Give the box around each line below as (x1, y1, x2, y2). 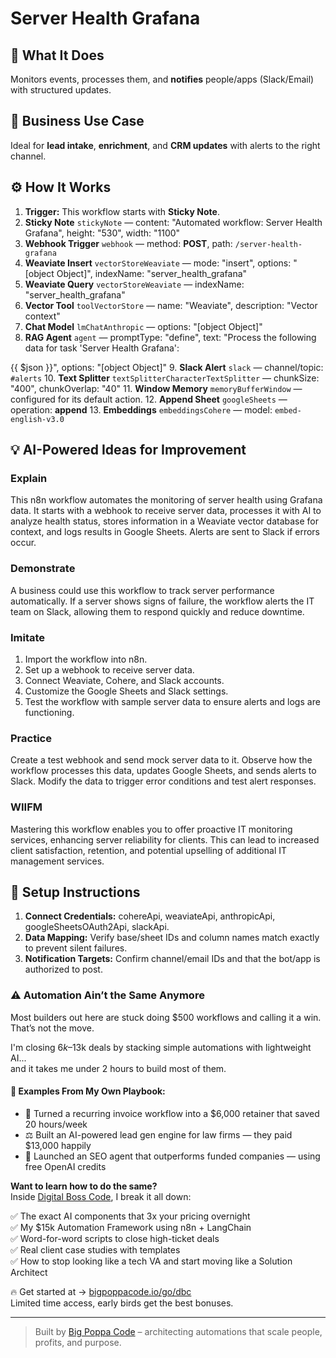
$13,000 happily (24, 1139, 92, 1151)
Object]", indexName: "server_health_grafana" (56, 267, 248, 279)
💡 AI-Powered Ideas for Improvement (10, 442, 247, 459)
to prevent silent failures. (24, 942, 128, 954)
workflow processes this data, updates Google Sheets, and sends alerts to (10, 765, 317, 777)
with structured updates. (10, 84, 112, 96)
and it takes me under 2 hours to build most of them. (10, 1062, 227, 1074)
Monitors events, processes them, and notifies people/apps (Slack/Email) (10, 73, 315, 85)
